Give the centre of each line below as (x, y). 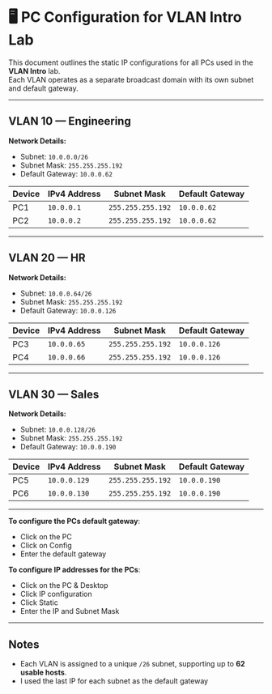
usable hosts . (43, 673)
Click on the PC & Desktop (64, 585)
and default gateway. (43, 88)
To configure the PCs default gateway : (74, 522)
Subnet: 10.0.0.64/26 (56, 293)
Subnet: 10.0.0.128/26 (57, 430)
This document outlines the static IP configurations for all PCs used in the (131, 62)
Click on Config (46, 546)
